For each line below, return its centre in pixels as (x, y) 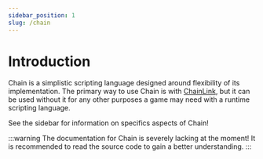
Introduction (49, 61)
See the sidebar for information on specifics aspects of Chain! (109, 123)
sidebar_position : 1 (42, 15)
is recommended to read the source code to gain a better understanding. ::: (130, 146)
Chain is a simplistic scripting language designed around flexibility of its (124, 83)
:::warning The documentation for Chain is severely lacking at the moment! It (132, 139)
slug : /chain (29, 23)
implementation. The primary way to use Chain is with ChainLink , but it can (129, 92)
